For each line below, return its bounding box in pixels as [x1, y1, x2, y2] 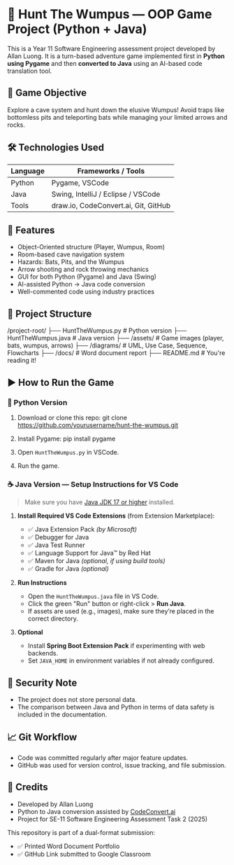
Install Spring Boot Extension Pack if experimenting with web [27, 642, 205, 650]
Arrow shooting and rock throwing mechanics [17, 265, 149, 274]
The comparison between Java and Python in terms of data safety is [17, 703, 215, 711]
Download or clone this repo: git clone [17, 413, 128, 422]
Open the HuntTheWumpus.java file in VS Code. [27, 592, 159, 601]
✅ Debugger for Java [27, 533, 89, 541]
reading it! [7, 357, 36, 365]
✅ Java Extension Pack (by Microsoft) [27, 525, 138, 534]
